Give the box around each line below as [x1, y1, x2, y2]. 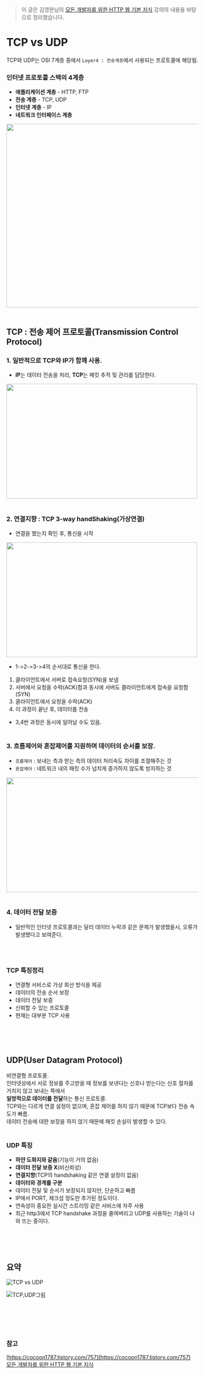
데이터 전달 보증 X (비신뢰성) [15, 1164, 81, 1171]
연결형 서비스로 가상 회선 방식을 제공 [15, 981, 102, 989]
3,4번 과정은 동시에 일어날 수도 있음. [15, 719, 102, 726]
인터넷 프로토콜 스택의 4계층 [6, 73, 84, 81]
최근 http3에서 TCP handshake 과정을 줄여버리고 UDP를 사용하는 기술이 [15, 1210, 189, 1217]
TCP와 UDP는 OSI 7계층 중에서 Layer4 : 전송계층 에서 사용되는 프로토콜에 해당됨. [6, 56, 198, 64]
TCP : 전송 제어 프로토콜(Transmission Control [6, 327, 179, 337]
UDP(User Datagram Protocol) [6, 1055, 123, 1065]
